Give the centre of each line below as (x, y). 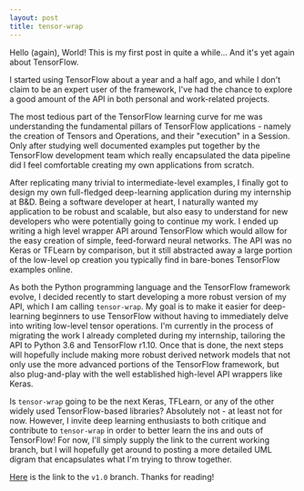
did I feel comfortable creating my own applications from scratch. (132, 165)
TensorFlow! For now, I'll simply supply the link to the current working (140, 440)
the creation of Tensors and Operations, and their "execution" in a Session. (150, 135)
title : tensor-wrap (46, 26)
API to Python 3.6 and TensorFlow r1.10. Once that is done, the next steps (147, 345)
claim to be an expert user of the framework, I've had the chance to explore (151, 89)
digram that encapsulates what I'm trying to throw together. (121, 459)
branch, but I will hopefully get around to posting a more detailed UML (141, 449)
